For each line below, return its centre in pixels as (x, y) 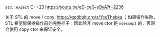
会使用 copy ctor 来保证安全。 (35, 29)
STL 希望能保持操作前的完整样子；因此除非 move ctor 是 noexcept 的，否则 (80, 23)
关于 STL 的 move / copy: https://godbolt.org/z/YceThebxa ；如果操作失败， (81, 17)
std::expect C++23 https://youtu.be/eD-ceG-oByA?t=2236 (64, 7)
